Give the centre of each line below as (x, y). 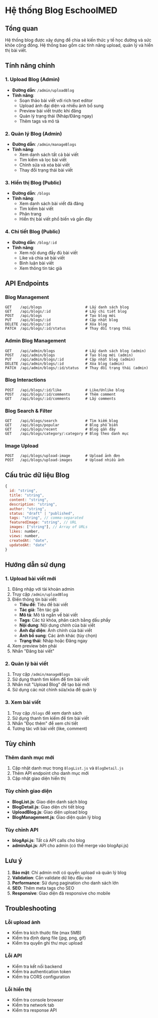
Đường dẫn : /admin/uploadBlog (43, 90)
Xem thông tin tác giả (40, 268)
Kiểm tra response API (34, 1010)
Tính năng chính (30, 66)
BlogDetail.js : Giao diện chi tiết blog (48, 807)
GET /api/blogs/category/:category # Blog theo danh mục (67, 434)
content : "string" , (29, 500)
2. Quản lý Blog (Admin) (33, 134)
